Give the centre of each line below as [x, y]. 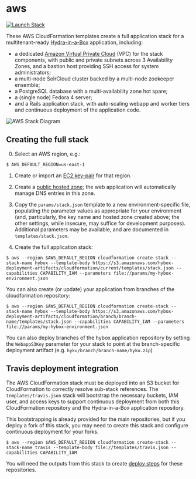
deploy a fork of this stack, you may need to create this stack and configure [97, 425]
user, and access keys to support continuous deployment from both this [93, 402]
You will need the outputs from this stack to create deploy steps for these [94, 463]
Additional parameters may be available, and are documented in [91, 229]
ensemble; [27, 85]
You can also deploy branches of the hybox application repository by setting [98, 338]
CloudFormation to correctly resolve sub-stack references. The [82, 389]
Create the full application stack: [54, 247]
